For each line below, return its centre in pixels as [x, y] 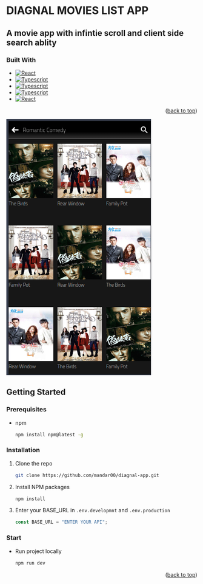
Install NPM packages [42, 487]
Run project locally [38, 551]
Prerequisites [26, 410]
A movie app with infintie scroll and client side [95, 33]
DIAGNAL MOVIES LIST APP [78, 11]
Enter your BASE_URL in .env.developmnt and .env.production [93, 510]
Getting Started [36, 392]
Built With [21, 60]
